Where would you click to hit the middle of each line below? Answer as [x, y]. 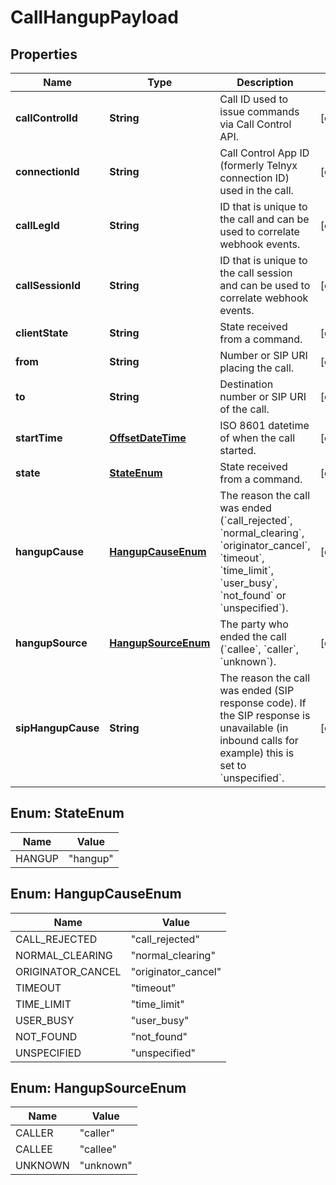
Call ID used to [254, 99]
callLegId [37, 225]
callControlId [46, 118]
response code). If [263, 703]
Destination [246, 384]
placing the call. [257, 368]
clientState [42, 333]
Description [265, 82]
